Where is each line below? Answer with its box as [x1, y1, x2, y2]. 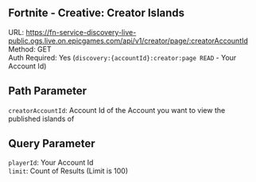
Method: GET [8, 44, 52, 54]
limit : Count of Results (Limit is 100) [8, 166, 129, 176]
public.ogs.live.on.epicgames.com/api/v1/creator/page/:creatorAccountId [8, 36, 249, 45]
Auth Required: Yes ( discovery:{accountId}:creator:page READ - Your [8, 52, 237, 62]
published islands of [8, 114, 75, 123]
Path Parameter [8, 84, 87, 98]
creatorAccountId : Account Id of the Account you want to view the [8, 105, 226, 114]
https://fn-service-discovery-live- [25, 27, 137, 37]
